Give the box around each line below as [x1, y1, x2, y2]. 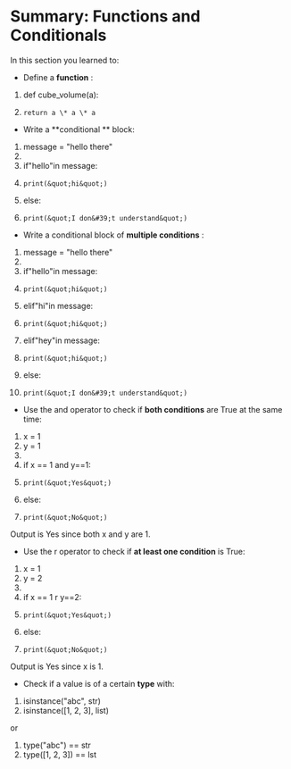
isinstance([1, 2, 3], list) [22, 705, 110, 715]
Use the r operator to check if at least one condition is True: [22, 546, 245, 556]
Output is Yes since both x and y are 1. [10, 529, 151, 539]
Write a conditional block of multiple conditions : [22, 230, 204, 240]
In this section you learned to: [10, 54, 120, 65]
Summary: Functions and [10, 6, 201, 27]
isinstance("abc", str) [22, 695, 102, 706]
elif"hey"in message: [22, 335, 101, 346]
